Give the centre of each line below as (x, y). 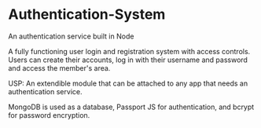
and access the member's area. (59, 68)
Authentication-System (87, 15)
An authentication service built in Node (71, 36)
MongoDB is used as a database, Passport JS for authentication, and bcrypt (131, 107)
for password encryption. (49, 115)
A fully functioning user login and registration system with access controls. (129, 51)
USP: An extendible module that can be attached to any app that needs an (128, 83)
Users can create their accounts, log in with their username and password (128, 60)
